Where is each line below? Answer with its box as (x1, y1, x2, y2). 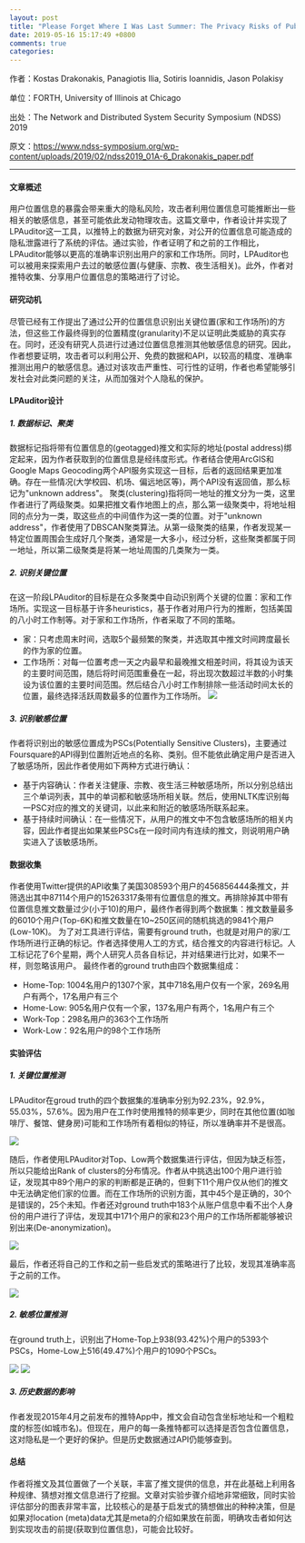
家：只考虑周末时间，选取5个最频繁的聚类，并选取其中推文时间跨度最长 (22, 633, 290, 645)
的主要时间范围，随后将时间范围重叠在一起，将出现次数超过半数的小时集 (22, 668, 293, 679)
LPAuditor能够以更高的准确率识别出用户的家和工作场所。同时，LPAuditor (9, 249, 281, 260)
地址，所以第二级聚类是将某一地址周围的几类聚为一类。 (16, 544, 224, 555)
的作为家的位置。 (22, 645, 87, 656)
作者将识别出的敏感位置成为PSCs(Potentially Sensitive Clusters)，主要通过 (9, 738, 288, 749)
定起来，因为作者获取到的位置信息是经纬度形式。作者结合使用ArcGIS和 (9, 453, 274, 464)
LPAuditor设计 (9, 395, 64, 406)
